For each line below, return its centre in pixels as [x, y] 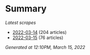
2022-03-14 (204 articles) [39, 32]
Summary [26, 9]
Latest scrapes [20, 22]
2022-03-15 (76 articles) [38, 37]
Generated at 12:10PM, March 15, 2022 [45, 47]
